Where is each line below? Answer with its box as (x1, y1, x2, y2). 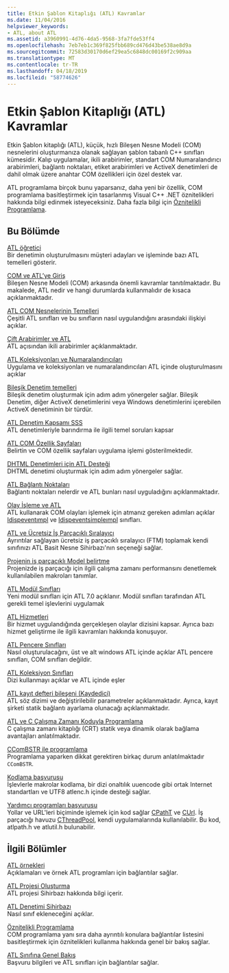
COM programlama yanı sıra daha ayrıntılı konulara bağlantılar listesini (7, 930, 204, 939)
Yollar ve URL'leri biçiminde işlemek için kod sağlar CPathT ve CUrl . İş (7, 809, 204, 817)
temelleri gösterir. (7, 259, 57, 267)
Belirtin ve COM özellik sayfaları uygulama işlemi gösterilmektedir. (7, 446, 193, 455)
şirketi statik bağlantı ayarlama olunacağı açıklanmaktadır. (7, 704, 170, 712)
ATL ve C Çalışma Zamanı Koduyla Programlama (7, 717, 143, 725)
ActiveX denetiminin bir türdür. (7, 405, 93, 413)
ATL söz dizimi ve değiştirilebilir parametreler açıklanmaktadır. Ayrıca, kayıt (7, 697, 218, 705)
